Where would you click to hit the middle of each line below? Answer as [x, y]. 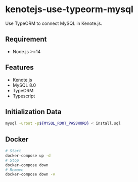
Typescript [24, 96]
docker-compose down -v [30, 174]
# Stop [12, 160]
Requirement [26, 39]
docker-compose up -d [28, 156]
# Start [13, 151]
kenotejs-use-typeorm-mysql [70, 9]
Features [19, 68]
